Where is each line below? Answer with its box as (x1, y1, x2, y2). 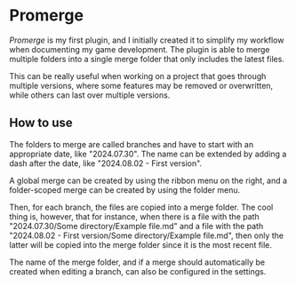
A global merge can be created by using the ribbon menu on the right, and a (9, 175, 287, 186)
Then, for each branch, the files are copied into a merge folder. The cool (9, 202, 274, 212)
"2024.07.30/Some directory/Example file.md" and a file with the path (9, 220, 264, 231)
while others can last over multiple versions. (9, 90, 171, 100)
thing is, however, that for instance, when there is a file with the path (9, 211, 260, 222)
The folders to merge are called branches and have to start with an (9, 139, 254, 149)
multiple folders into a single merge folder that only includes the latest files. (9, 53, 284, 64)
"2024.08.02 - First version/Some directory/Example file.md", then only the (9, 230, 284, 241)
